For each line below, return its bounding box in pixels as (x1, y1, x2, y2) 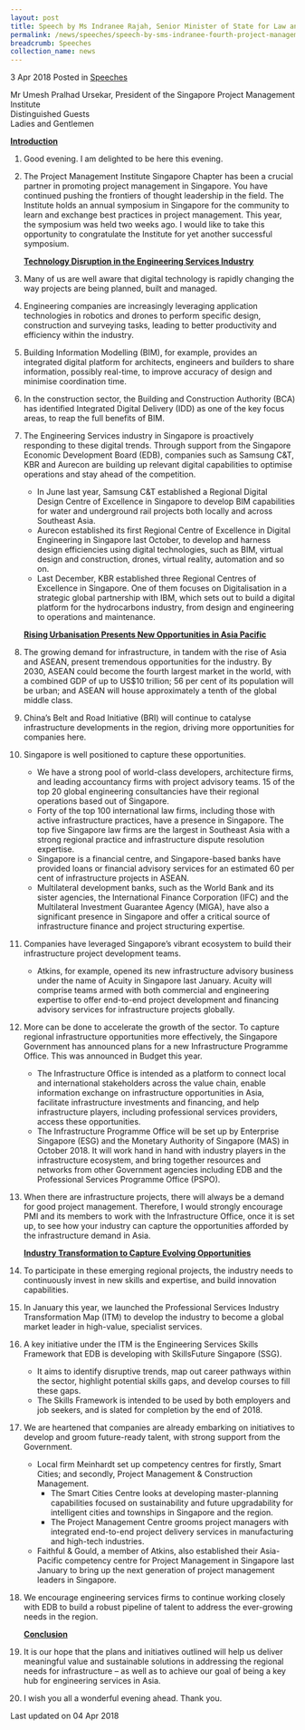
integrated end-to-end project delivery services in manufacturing (50, 1526, 294, 1537)
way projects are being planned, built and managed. (23, 283, 218, 295)
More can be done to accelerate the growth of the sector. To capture (23, 1021, 280, 1033)
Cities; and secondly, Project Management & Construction (36, 1469, 253, 1480)
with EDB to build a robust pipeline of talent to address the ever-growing (23, 1601, 293, 1613)
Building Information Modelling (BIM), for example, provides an (23, 347, 257, 358)
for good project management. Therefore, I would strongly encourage (23, 1202, 283, 1213)
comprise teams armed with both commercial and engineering (36, 985, 270, 996)
